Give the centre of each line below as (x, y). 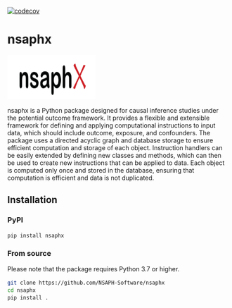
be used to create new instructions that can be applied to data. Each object (116, 163)
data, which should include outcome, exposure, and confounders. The (109, 133)
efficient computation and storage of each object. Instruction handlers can (115, 147)
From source (29, 254)
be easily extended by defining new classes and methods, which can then (114, 155)
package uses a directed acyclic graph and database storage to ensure (110, 140)
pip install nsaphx (36, 235)
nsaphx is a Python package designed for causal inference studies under (113, 110)
